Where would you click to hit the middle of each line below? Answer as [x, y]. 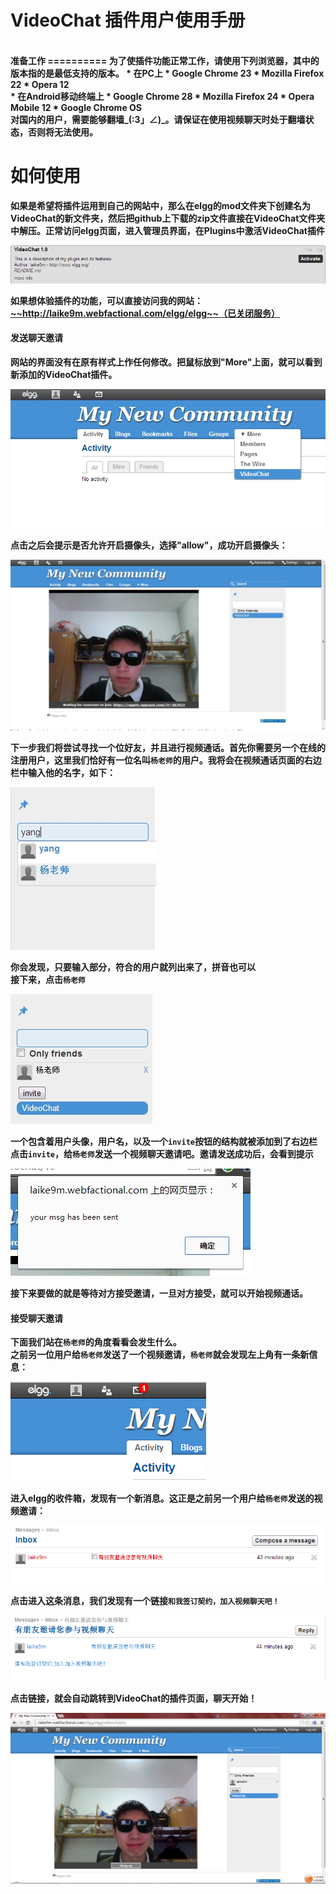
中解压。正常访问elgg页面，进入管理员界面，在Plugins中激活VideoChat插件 [167, 230]
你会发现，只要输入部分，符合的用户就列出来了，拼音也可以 [133, 967]
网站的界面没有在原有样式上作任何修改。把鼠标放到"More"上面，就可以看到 [166, 362]
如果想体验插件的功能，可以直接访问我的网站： [106, 300]
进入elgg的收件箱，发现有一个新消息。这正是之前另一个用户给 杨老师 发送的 [162, 1498]
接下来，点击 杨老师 [48, 980]
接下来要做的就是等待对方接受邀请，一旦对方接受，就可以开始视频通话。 [159, 1293]
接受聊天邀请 [36, 1318]
